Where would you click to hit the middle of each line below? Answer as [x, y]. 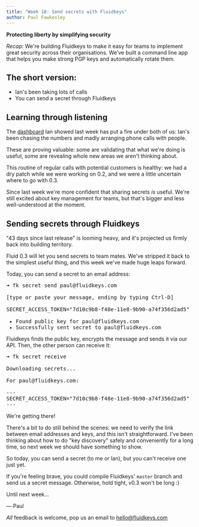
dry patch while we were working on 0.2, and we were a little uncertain [94, 174]
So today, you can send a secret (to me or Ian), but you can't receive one [97, 458]
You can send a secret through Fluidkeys [65, 98]
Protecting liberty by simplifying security [58, 34]
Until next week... [28, 494]
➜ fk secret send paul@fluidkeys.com [62, 285]
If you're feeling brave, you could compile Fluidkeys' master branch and [94, 476]
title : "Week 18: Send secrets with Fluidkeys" [67, 12]
